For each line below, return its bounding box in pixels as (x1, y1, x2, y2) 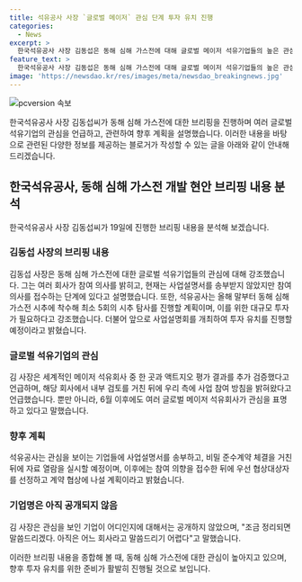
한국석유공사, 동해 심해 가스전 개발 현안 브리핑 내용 (9, 179, 272, 194)
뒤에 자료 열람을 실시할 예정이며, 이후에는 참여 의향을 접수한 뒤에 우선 (9, 463, 252, 474)
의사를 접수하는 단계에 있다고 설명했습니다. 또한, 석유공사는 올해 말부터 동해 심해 (9, 291, 290, 301)
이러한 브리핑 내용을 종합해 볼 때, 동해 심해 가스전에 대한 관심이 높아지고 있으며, (9, 551, 288, 562)
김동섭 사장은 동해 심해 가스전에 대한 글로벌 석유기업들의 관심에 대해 (9, 268, 247, 279)
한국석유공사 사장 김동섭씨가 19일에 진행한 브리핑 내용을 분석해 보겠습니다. (9, 221, 270, 232)
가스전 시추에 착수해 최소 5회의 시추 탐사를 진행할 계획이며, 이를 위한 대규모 (9, 302, 272, 313)
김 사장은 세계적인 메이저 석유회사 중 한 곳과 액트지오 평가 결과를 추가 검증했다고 (9, 372, 290, 382)
